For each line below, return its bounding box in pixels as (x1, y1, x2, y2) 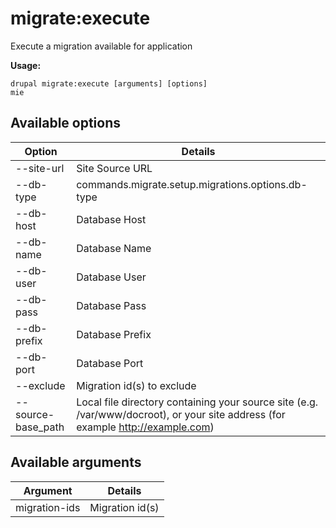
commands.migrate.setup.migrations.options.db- (76, 177, 308, 191)
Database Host (76, 212, 147, 226)
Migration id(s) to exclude (76, 378, 197, 392)
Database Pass (76, 298, 147, 312)
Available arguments (10, 454, 142, 471)
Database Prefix (76, 327, 152, 341)
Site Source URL (76, 161, 153, 175)
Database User (76, 270, 147, 284)
